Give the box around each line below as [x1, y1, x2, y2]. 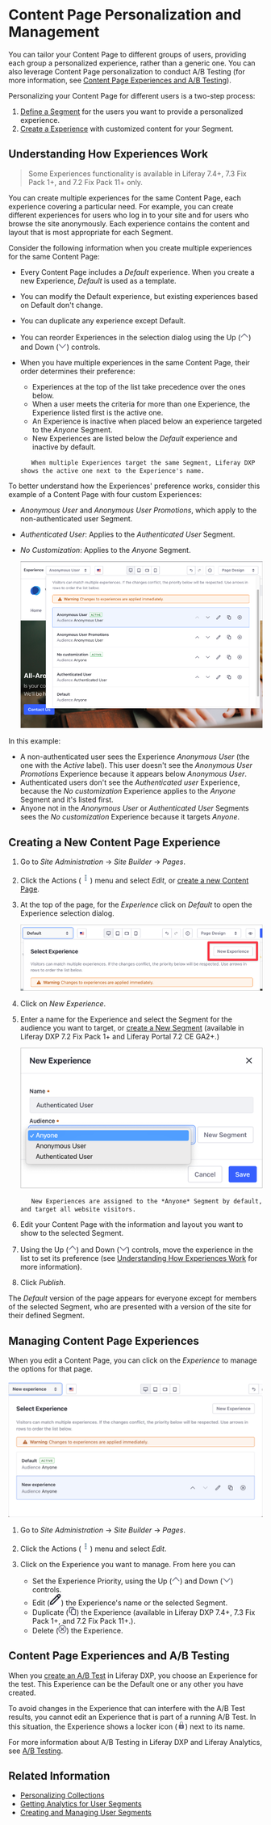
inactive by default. [31, 442, 96, 452]
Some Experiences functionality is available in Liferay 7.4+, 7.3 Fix [27, 168, 248, 179]
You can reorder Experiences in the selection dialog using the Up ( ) [19, 332, 252, 342]
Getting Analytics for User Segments [19, 1799, 143, 1809]
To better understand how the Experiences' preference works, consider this [8, 481, 261, 491]
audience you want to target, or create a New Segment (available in [19, 1023, 244, 1033]
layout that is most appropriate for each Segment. [8, 227, 173, 237]
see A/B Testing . [8, 1746, 64, 1755]
